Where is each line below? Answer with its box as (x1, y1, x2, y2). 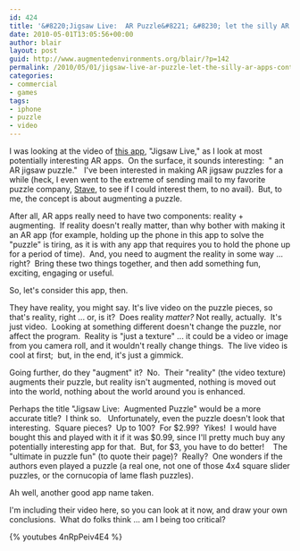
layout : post (9, 47, 58, 55)
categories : (9, 72, 54, 81)
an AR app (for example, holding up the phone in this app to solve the (9, 230, 264, 240)
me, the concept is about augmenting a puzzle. (9, 193, 183, 204)
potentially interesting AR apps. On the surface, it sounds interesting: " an (9, 156, 284, 165)
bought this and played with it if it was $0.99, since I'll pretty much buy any (9, 432, 286, 443)
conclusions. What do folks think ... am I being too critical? (9, 514, 226, 524)
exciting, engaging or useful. (9, 267, 114, 278)
